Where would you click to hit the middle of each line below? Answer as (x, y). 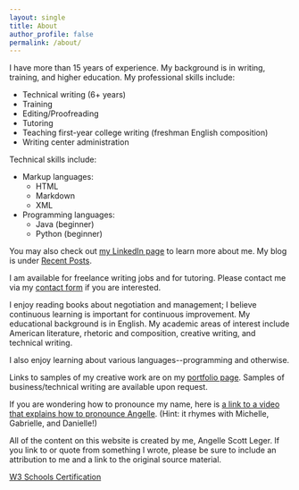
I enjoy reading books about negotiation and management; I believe (133, 305)
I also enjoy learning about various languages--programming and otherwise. (149, 360)
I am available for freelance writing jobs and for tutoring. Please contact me (148, 278)
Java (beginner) (65, 224)
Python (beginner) (69, 234)
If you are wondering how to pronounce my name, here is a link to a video (145, 404)
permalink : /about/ (46, 42)
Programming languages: (69, 215)
